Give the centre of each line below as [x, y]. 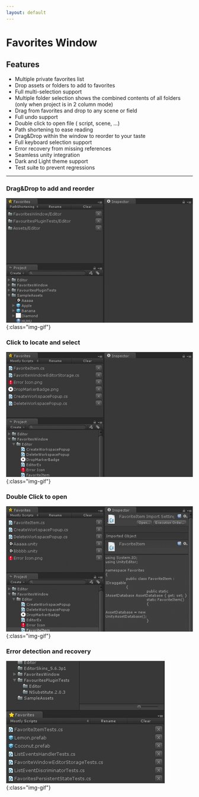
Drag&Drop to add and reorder [50, 189]
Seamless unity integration [47, 155]
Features [23, 65]
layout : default [26, 12]
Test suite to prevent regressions [55, 167]
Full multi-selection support [48, 92]
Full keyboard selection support [53, 142]
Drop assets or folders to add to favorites [65, 85]
